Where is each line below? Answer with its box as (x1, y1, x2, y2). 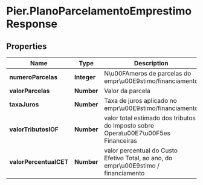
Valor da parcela (104, 86, 151, 95)
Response (6, 17, 58, 31)
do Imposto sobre (104, 122, 154, 129)
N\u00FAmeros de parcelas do (104, 70, 192, 77)
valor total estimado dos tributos (104, 114, 196, 122)
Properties (6, 41, 47, 51)
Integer (74, 73, 95, 81)
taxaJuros (9, 100, 39, 108)
